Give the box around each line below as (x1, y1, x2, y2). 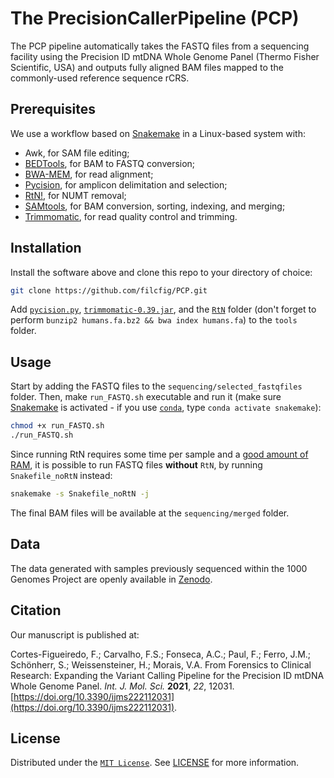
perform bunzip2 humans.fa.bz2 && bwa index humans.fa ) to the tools (10, 314, 298, 326)
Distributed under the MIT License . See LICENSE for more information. (10, 757, 300, 769)
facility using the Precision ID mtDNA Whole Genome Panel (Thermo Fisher (10, 50, 320, 62)
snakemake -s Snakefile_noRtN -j (10, 489, 150, 499)
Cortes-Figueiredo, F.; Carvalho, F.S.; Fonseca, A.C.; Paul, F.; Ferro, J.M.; (10, 648, 312, 660)
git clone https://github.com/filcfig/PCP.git (10, 285, 208, 296)
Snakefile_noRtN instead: (10, 470, 113, 481)
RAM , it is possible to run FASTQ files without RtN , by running (10, 459, 263, 471)
